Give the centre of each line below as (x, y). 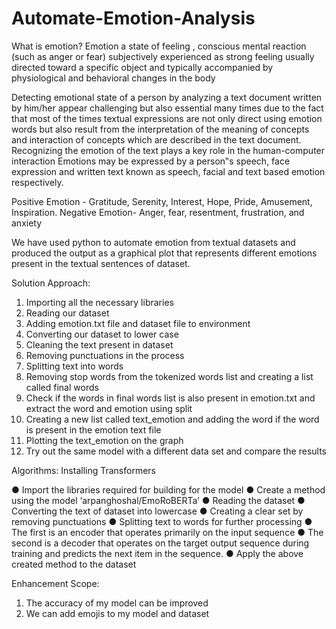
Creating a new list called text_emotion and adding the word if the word (172, 419)
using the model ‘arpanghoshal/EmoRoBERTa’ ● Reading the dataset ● (158, 500)
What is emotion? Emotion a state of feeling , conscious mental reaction (159, 46)
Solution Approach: (51, 283)
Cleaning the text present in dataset (99, 344)
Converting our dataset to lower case (102, 334)
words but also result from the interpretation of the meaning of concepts (160, 129)
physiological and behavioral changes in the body (113, 78)
